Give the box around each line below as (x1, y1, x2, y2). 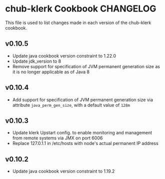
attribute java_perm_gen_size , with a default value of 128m (12, 102, 130, 108)
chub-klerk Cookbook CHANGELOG (5, 3, 156, 15)
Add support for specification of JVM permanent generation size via (12, 96, 153, 103)
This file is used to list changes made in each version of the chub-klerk (5, 20, 151, 26)
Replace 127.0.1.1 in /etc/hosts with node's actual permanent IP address (12, 140, 158, 146)
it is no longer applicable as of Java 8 (12, 69, 90, 75)
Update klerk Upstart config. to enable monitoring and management (12, 130, 152, 136)
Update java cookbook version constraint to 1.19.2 (12, 168, 115, 174)
